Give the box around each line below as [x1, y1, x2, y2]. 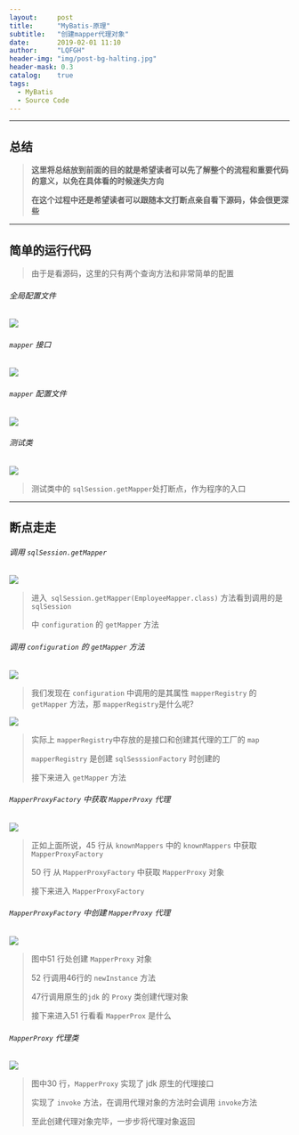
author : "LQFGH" [9, 46, 86, 55]
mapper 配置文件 [9, 388, 67, 399]
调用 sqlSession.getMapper [9, 547, 108, 557]
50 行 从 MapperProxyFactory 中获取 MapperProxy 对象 [30, 866, 225, 877]
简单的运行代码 [9, 242, 92, 258]
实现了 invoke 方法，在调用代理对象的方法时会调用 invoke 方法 [30, 1097, 258, 1108]
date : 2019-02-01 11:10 [9, 37, 122, 47]
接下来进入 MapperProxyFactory [30, 885, 145, 896]
